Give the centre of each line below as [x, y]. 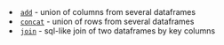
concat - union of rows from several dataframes [108, 21]
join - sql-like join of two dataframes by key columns [118, 31]
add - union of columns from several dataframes [108, 12]
